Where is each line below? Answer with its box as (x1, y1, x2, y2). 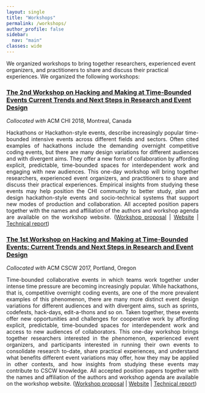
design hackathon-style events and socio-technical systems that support (6, 194, 199, 202)
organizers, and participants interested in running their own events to (6, 341, 199, 348)
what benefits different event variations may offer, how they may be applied (6, 354, 199, 361)
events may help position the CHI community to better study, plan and (6, 188, 199, 195)
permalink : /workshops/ (6, 20, 67, 26)
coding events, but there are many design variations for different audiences (6, 149, 199, 156)
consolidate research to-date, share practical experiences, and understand (6, 348, 199, 355)
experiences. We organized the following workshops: (6, 73, 140, 80)
